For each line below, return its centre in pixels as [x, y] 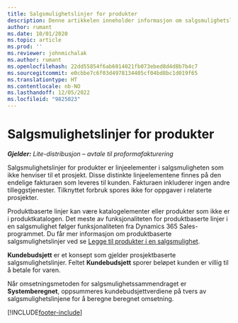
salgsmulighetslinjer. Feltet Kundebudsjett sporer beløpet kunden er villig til [118, 262]
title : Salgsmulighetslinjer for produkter [73, 14]
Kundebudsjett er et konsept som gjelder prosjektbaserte [92, 254]
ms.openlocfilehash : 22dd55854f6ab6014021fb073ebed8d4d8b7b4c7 [103, 66]
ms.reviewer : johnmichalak [47, 54]
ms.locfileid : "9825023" [44, 100]
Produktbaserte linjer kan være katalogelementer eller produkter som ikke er [119, 211]
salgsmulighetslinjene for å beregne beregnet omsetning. [91, 298]
